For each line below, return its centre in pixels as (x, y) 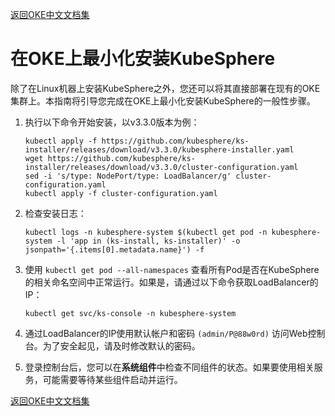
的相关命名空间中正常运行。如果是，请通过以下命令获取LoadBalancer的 (171, 282)
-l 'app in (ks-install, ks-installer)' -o (148, 241)
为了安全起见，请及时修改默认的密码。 (121, 345)
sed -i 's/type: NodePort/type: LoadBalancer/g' (128, 176)
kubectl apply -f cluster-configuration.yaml (121, 193)
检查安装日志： (55, 213)
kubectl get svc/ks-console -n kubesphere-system (130, 313)
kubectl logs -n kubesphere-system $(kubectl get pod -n (146, 232)
